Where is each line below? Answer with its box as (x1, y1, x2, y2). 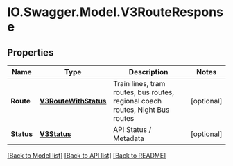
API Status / (113, 125, 152, 134)
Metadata (113, 133, 144, 143)
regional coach (113, 97, 162, 106)
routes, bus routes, (113, 88, 175, 97)
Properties (7, 47, 54, 58)
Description (128, 67, 169, 76)
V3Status (39, 129, 71, 139)
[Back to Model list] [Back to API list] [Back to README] (7, 151, 166, 160)
